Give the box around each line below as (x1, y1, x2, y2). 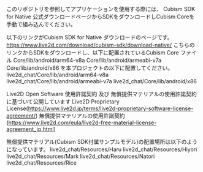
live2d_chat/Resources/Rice (6, 159, 77, 166)
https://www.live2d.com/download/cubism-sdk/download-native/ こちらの (6, 42, 195, 48)
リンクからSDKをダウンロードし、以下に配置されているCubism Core (6, 49, 179, 56)
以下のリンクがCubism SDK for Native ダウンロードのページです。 (6, 34, 173, 41)
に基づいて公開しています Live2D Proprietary (6, 98, 120, 105)
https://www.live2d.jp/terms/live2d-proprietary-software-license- (28, 105, 194, 112)
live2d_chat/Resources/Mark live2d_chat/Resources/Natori (6, 152, 155, 160)
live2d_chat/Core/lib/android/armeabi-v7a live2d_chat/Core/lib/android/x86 (6, 78, 197, 84)
